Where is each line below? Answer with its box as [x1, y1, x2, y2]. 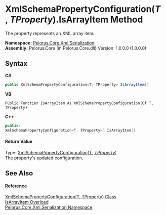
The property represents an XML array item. [5, 30, 95, 36]
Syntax [5, 59, 28, 68]
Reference [5, 183, 27, 189]
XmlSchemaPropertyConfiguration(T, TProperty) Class [5, 194, 117, 200]
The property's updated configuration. [5, 155, 83, 161]
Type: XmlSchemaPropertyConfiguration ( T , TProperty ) [5, 149, 117, 155]
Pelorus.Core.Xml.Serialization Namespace [5, 204, 92, 211]
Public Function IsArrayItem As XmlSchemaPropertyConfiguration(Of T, [5, 100, 154, 106]
